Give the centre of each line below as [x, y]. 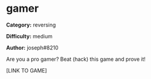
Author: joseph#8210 [32, 47]
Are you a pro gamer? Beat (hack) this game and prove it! [76, 59]
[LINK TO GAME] [27, 70]
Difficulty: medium [29, 36]
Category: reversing [31, 25]
